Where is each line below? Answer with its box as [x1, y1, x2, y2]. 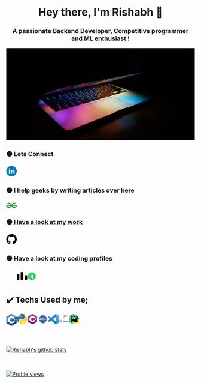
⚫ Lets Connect [6, 150, 54, 158]
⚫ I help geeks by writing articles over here [6, 186, 135, 195]
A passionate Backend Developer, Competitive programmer [12, 27, 189, 35]
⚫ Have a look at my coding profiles [6, 255, 112, 263]
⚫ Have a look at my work [6, 217, 83, 226]
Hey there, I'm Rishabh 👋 [38, 5, 163, 19]
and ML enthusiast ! [71, 34, 130, 43]
